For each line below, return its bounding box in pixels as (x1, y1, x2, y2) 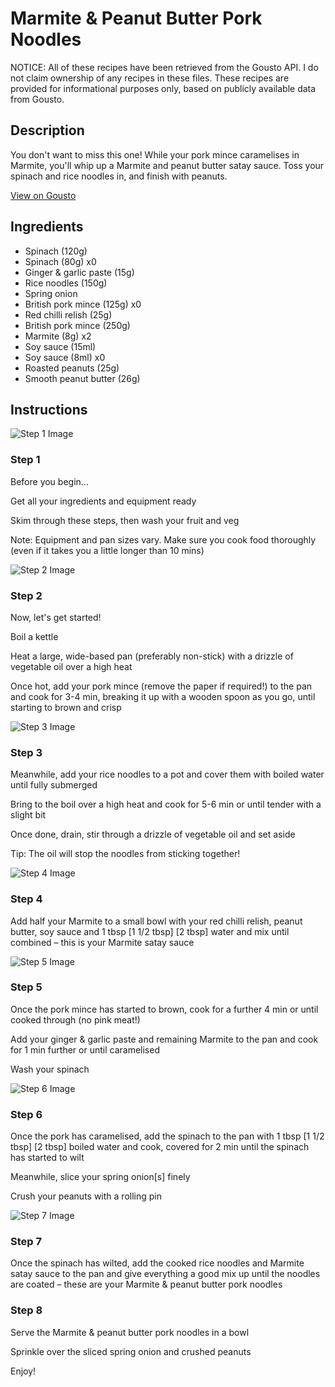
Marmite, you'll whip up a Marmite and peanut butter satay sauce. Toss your (10, 159, 325, 171)
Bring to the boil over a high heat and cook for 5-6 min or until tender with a (10, 798, 322, 811)
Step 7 (10, 1235, 42, 1249)
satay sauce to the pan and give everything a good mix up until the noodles (10, 1268, 321, 1280)
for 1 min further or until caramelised (10, 1043, 160, 1056)
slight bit (10, 809, 47, 821)
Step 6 (10, 1107, 43, 1121)
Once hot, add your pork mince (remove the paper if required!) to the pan (10, 680, 313, 692)
